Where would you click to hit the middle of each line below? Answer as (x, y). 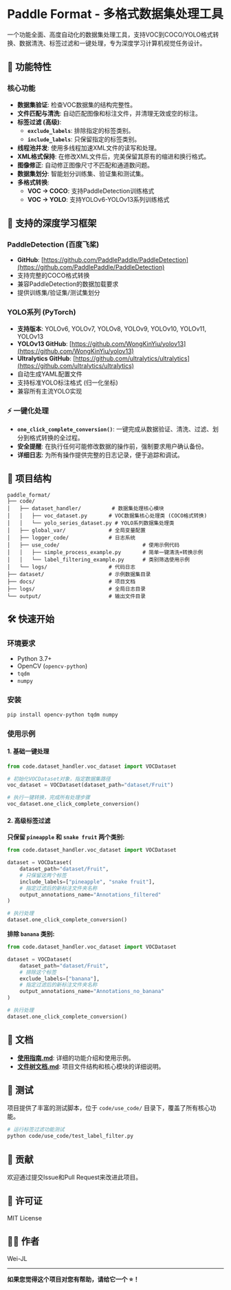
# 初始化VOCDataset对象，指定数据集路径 (59, 779)
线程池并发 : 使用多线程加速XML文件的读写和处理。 (88, 147)
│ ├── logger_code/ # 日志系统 (71, 537)
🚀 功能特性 (29, 67)
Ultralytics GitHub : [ (46, 358)
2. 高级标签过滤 (29, 820)
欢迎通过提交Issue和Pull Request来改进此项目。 (75, 1177)
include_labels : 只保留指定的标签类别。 (84, 139)
